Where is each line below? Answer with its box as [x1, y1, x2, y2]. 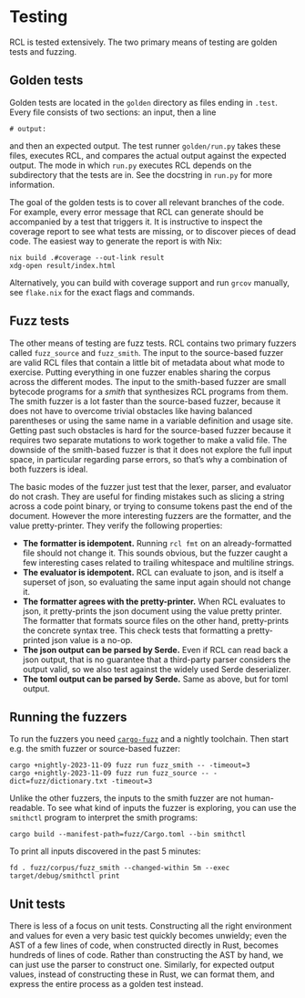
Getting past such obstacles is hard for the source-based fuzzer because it [9, 424, 291, 435]
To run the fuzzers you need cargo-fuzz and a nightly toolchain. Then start [9, 733, 290, 744]
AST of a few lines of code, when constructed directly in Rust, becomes [9, 940, 280, 951]
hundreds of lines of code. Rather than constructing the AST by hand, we [9, 950, 284, 961]
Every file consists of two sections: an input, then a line [9, 107, 217, 118]
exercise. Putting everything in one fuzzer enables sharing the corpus [9, 367, 271, 378]
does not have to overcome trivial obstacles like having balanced [9, 405, 253, 416]
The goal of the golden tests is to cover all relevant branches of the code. [9, 196, 285, 207]
